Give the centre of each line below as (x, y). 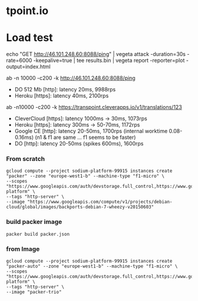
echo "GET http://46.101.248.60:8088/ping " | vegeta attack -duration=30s (96, 54)
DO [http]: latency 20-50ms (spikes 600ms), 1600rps (79, 144)
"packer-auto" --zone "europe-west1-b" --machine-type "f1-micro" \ (92, 266)
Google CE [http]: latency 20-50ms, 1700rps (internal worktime (91, 131)
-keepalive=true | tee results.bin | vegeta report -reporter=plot (109, 61)
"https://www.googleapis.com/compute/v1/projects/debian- (100, 202)
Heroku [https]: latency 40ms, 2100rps (62, 96)
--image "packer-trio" (34, 292)
